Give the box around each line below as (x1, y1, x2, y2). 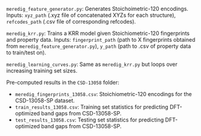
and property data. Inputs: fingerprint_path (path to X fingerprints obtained (6, 36, 196, 43)
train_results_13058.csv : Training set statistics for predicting (14, 103, 169, 111)
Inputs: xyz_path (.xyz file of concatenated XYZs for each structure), (6, 11, 176, 19)
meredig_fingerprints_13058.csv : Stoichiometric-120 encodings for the (14, 91, 192, 97)
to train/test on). (6, 49, 46, 56)
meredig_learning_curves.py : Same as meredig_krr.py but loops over (6, 60, 178, 68)
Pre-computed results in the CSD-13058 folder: (6, 79, 120, 86)
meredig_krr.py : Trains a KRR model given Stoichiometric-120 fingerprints (6, 30, 190, 37)
